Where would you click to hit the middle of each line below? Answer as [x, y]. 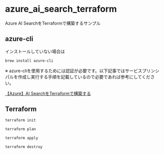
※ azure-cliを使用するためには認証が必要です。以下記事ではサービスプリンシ [82, 71]
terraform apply [22, 138]
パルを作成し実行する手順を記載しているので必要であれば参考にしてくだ [78, 77]
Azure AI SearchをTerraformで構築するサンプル [53, 23]
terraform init [21, 120]
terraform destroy [24, 147]
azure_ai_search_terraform [61, 9]
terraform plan [21, 129]
